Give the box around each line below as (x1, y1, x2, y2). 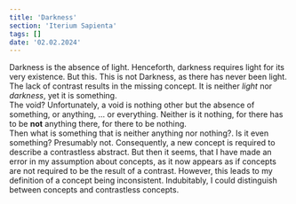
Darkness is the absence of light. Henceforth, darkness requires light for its (9, 62, 284, 73)
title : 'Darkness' (9, 12, 77, 22)
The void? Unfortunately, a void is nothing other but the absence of (9, 99, 255, 111)
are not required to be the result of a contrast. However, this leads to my (9, 166, 273, 177)
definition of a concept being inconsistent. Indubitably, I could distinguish (9, 175, 278, 186)
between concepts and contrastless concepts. (9, 184, 180, 195)
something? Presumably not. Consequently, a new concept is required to (9, 137, 276, 148)
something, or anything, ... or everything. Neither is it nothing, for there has (9, 109, 284, 120)
